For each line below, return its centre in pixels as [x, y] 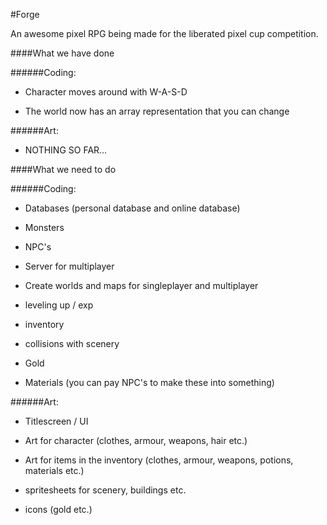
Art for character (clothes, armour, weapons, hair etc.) [136, 440]
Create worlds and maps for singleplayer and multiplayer [141, 285]
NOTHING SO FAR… [66, 150]
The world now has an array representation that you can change [157, 111]
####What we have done [62, 53]
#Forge [25, 14]
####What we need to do [63, 169]
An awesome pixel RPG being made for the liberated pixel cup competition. [164, 33]
